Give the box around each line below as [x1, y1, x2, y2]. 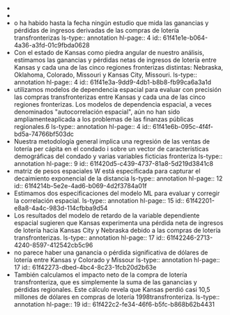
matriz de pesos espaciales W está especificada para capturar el [13, 167, 201, 175]
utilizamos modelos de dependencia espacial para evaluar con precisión [13, 86, 222, 93]
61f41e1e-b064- [162, 33, 208, 42]
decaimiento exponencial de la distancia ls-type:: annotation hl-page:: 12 [13, 174, 223, 183]
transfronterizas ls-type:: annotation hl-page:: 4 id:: [13, 33, 162, 42]
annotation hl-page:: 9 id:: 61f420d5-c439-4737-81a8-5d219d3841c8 [13, 160, 214, 167]
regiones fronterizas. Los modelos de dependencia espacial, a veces [13, 100, 212, 108]
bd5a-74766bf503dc [13, 130, 75, 138]
